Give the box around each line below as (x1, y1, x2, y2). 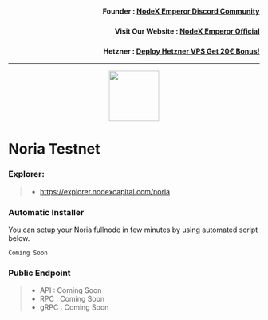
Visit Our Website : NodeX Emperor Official (114, 26, 260, 36)
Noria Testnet (8, 140, 100, 158)
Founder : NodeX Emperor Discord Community (102, 6, 260, 16)
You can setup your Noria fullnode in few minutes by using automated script (8, 225, 258, 234)
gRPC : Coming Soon (39, 302, 109, 312)
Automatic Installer (8, 206, 85, 218)
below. (8, 233, 30, 242)
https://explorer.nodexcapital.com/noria (39, 186, 170, 196)
